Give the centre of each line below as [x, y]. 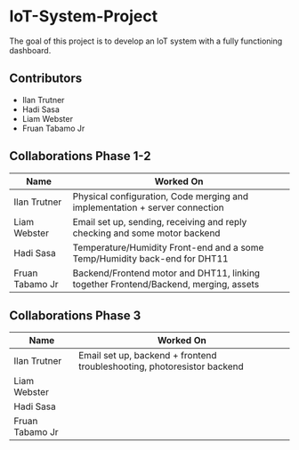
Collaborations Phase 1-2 [80, 156]
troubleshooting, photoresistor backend [162, 366]
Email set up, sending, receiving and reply [160, 221]
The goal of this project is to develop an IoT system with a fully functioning [146, 41]
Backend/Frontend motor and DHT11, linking [166, 273]
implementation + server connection [148, 207]
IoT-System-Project [84, 16]
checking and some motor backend [146, 233]
